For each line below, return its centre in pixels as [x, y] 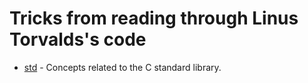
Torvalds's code [78, 39]
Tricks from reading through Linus [154, 18]
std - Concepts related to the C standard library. [122, 67]
